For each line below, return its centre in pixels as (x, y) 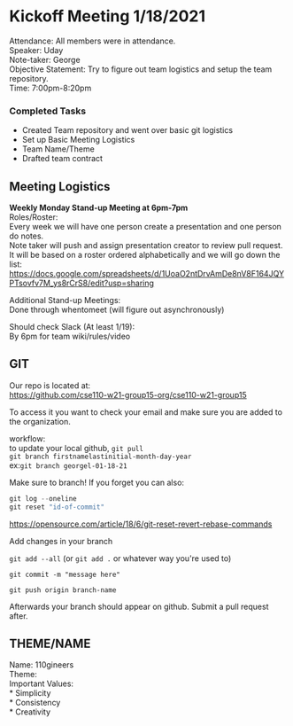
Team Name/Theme (58, 149)
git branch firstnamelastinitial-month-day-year (100, 457)
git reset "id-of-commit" (57, 507)
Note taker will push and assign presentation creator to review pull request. (146, 246)
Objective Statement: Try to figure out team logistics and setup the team (141, 69)
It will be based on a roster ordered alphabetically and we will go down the (145, 255)
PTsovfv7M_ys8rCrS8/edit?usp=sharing (82, 283)
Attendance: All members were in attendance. (93, 41)
